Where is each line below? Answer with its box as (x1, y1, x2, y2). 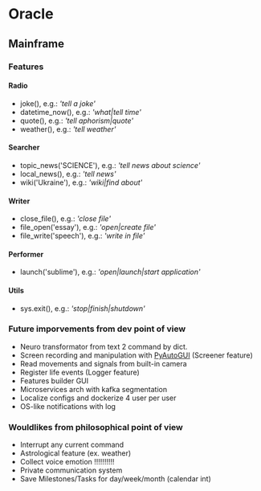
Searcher (8, 142, 40, 153)
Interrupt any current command (19, 440, 124, 450)
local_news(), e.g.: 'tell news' (19, 169, 116, 178)
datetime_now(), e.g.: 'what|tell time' (19, 107, 142, 117)
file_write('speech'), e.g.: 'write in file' (19, 231, 145, 241)
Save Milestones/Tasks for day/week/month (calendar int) (19, 474, 211, 484)
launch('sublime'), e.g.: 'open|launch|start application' (19, 267, 201, 277)
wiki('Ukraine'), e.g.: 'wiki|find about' (19, 178, 143, 187)
